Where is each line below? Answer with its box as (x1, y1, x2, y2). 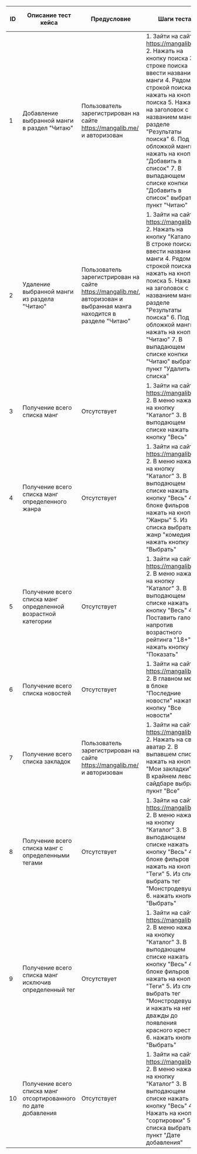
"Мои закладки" (145, 765, 192, 773)
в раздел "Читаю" (22, 124, 73, 132)
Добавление (22, 109, 59, 117)
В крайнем (145, 772, 177, 780)
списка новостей (22, 689, 72, 697)
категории (22, 617, 52, 625)
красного (145, 1026, 173, 1034)
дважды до (145, 1011, 178, 1020)
